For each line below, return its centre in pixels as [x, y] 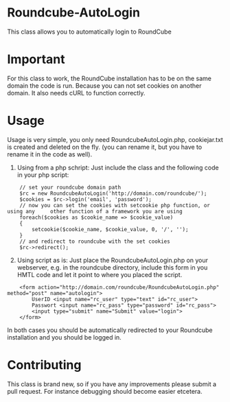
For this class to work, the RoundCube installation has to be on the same [109, 78]
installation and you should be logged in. [64, 337]
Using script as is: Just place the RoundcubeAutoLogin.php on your [112, 260]
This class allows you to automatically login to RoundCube [89, 32]
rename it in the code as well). [50, 154]
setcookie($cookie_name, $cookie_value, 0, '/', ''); [110, 229]
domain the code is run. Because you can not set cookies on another [104, 85]
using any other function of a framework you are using [95, 211]
